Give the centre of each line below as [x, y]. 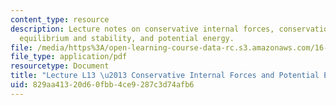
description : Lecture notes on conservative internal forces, [142, 29]
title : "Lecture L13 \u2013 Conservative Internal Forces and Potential [165, 76]
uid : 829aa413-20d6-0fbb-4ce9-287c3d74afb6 [102, 85]
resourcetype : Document [60, 66]
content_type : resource [60, 19]
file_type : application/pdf [69, 57]
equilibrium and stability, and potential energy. [127, 38]
